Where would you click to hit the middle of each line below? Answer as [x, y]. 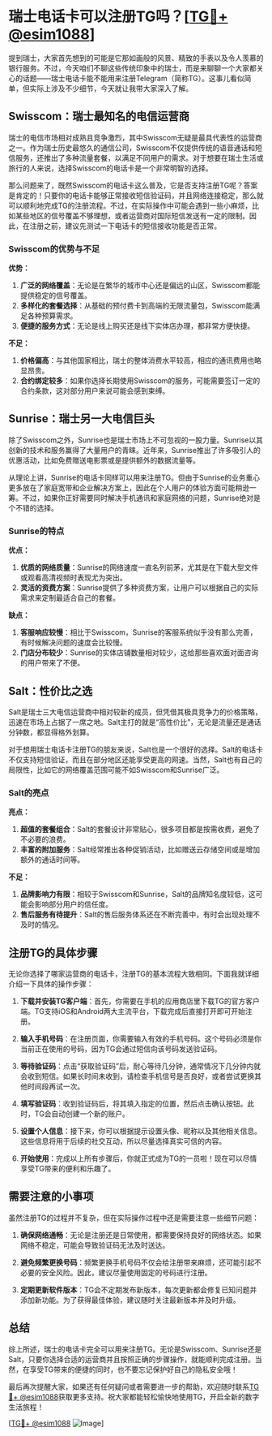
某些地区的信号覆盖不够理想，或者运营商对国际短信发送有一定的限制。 [132, 215]
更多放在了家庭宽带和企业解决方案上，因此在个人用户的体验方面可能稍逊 [129, 487]
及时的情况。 [41, 925]
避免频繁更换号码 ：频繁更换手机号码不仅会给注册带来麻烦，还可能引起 [137, 1262]
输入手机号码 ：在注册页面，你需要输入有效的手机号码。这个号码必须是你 [140, 1039]
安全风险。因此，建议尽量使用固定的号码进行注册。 [127, 1272]
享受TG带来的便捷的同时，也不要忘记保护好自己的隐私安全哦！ [134, 1369]
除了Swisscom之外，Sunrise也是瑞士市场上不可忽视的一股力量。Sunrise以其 [136, 440]
